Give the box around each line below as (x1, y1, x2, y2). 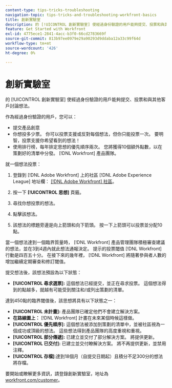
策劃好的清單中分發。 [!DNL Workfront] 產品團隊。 (12, 150, 119, 156)
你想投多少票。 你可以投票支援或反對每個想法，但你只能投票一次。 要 (12, 131, 159, 137)
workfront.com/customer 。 (5, 377, 63, 383)
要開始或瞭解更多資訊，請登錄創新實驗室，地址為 (5, 371, 109, 377)
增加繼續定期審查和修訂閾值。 (5, 258, 68, 264)
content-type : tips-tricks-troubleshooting (5, 7, 100, 13)
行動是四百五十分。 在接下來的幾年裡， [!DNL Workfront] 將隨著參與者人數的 (5, 252, 166, 258)
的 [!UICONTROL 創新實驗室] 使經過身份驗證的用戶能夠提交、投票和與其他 (5, 96, 161, 103)
